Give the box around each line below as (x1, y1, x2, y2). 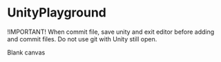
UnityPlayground (7, 5, 107, 21)
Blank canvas (7, 48, 46, 56)
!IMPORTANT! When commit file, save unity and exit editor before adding (7, 28, 215, 36)
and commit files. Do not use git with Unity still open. (7, 34, 157, 43)
